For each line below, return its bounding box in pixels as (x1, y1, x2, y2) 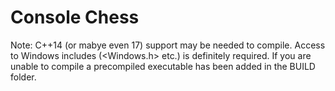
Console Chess (10, 6, 140, 29)
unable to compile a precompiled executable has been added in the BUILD (10, 60, 316, 72)
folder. (10, 71, 37, 83)
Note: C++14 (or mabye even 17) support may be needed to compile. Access (10, 39, 326, 51)
